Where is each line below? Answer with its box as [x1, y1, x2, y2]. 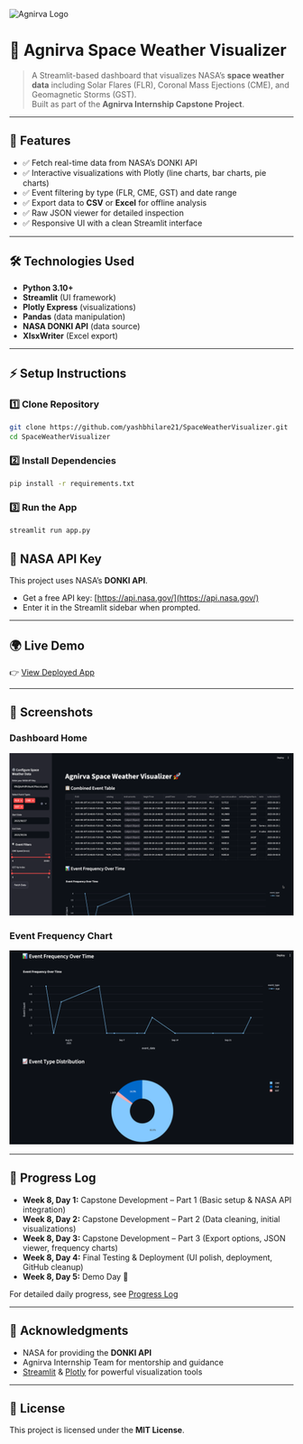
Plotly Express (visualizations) [22, 301, 137, 312]
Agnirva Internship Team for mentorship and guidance [22, 1357, 224, 1367]
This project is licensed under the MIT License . [9, 1425, 185, 1436]
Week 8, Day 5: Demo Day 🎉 [22, 1271, 129, 1282]
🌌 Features [9, 133, 71, 149]
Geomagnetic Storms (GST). [31, 88, 137, 99]
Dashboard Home [9, 731, 88, 744]
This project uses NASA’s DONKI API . [9, 575, 148, 586]
